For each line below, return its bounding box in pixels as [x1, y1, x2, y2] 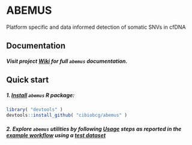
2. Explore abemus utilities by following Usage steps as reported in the [6, 125, 182, 132]
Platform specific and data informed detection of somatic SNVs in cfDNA [6, 23, 186, 31]
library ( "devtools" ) [6, 107, 63, 113]
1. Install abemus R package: [6, 91, 75, 99]
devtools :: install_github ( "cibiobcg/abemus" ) [6, 112, 128, 119]
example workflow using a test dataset [6, 131, 106, 138]
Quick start [6, 75, 49, 85]
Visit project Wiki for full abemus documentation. [6, 58, 128, 65]
